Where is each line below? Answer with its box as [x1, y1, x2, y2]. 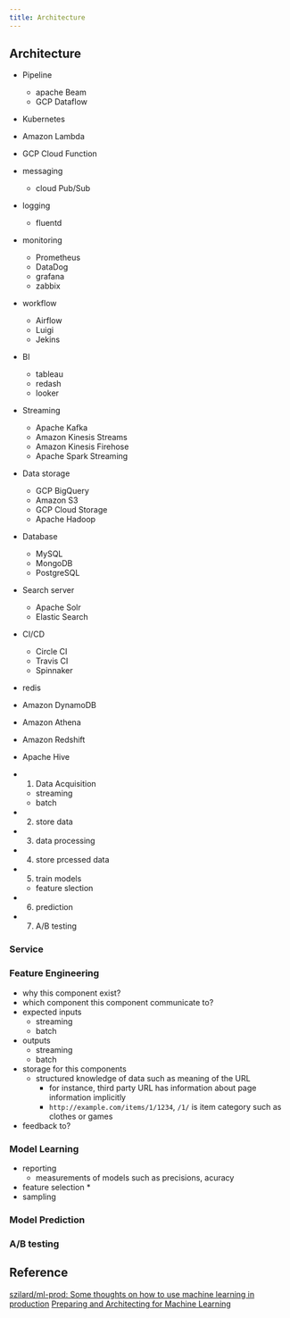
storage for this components [21, 1064, 127, 1074]
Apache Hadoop [35, 514, 96, 525]
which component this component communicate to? [21, 997, 214, 1007]
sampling [21, 1191, 56, 1202]
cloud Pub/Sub [35, 183, 91, 194]
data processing [35, 836, 95, 847]
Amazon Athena [21, 717, 82, 728]
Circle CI [35, 646, 68, 657]
